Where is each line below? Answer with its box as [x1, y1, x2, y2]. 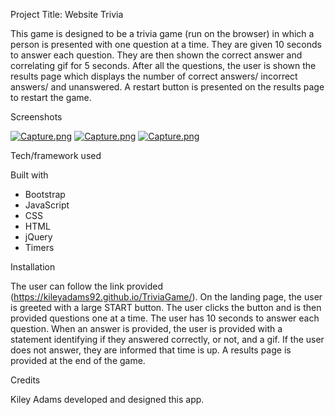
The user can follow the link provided [10, 280, 164, 292]
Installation [10, 261, 56, 273]
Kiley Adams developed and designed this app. [10, 394, 205, 405]
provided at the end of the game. [10, 355, 146, 366]
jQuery [24, 231, 53, 243]
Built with [10, 169, 49, 181]
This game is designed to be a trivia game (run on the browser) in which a [10, 28, 315, 39]
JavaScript [24, 199, 70, 211]
